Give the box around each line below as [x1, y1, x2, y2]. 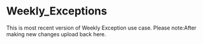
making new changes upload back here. [6, 30, 107, 37]
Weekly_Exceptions [6, 4, 107, 18]
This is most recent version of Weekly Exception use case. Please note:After [6, 24, 197, 31]
